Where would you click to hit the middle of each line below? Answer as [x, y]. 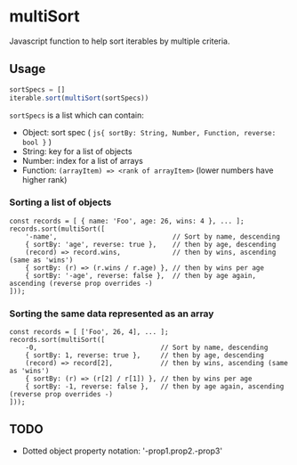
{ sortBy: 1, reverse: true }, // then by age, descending [145, 355]
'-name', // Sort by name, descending [153, 237]
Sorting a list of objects [60, 202]
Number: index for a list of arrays [83, 160]
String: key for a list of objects [77, 151]
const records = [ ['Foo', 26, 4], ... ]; [89, 332]
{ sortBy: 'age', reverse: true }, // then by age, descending [151, 244]
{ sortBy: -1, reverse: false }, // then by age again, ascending [155, 387]
